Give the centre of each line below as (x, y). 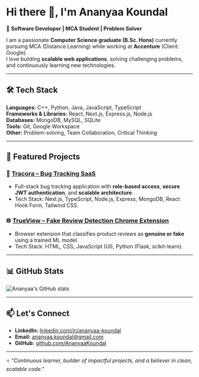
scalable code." (25, 369)
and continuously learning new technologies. (61, 65)
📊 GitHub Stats (35, 271)
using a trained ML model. (46, 240)
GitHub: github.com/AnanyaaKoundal (60, 343)
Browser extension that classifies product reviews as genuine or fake (99, 234)
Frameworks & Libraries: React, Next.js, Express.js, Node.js (79, 114)
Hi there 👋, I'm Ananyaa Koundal (87, 12)
